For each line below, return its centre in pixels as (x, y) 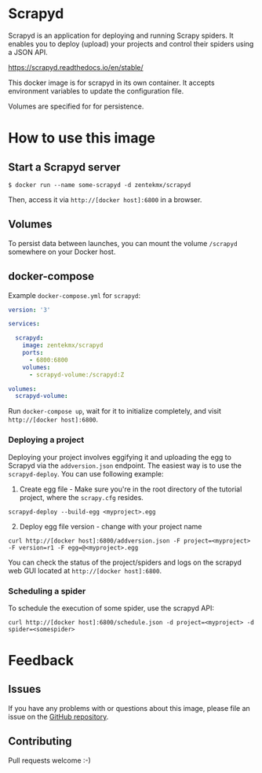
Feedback (41, 661)
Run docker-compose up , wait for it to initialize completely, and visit (115, 411)
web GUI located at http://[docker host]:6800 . (85, 570)
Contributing (40, 741)
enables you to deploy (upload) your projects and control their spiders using (131, 43)
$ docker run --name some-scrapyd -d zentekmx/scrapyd (100, 185)
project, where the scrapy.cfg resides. (81, 497)
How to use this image (82, 138)
